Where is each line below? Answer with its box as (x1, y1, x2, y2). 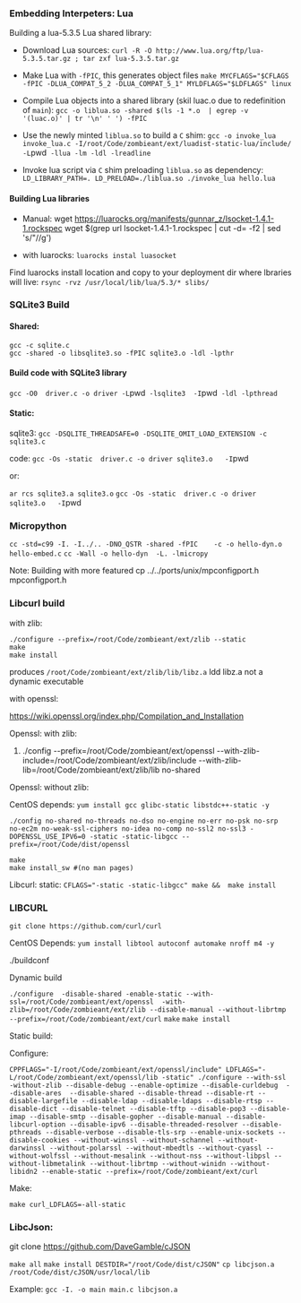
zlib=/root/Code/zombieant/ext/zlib (9, 1005, 146, 1014)
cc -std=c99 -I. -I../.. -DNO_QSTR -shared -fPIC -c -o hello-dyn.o (9, 540, 282, 549)
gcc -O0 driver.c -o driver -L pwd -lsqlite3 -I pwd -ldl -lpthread (9, 387, 278, 398)
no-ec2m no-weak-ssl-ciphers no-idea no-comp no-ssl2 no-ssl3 (9, 824, 246, 833)
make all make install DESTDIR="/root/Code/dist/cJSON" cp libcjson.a (9, 1260, 275, 1270)
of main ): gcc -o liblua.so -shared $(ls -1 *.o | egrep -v (21, 105, 249, 116)
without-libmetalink (9, 1159, 87, 1168)
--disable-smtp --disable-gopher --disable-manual (29, 1112, 222, 1121)
